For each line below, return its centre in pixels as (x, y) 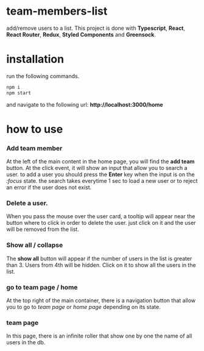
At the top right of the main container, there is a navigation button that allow (101, 300)
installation (35, 59)
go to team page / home (42, 287)
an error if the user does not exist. (49, 188)
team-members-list (57, 11)
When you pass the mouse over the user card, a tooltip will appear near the (101, 216)
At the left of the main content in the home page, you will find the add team (100, 161)
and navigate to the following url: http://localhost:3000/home (85, 104)
